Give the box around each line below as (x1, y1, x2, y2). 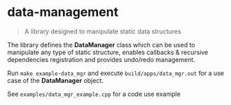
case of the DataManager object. (7, 76, 104, 84)
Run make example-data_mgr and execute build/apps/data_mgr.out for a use (7, 69, 225, 77)
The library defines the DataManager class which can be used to (7, 40, 196, 49)
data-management (7, 4, 119, 20)
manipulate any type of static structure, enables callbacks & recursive (7, 48, 209, 56)
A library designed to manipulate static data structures (24, 27, 182, 35)
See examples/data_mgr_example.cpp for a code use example (7, 90, 181, 98)
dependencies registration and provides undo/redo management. (7, 55, 196, 63)
